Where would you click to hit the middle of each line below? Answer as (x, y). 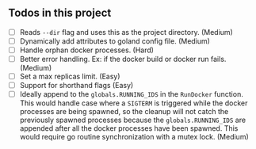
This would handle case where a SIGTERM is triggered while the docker (134, 103)
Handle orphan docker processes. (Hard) (87, 50)
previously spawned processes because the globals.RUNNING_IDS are (133, 120)
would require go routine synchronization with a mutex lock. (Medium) (134, 137)
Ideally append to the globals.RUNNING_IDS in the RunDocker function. (131, 94)
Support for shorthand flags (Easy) (76, 86)
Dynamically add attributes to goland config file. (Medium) (115, 41)
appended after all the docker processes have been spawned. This (129, 128)
